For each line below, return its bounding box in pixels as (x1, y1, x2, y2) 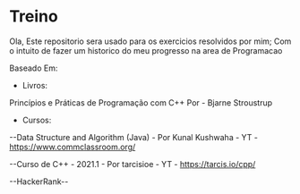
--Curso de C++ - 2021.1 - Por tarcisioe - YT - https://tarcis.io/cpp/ (9, 158, 256, 169)
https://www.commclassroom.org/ (9, 141, 136, 152)
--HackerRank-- (9, 176, 69, 187)
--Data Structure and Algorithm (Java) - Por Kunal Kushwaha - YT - (9, 131, 258, 142)
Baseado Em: (9, 63, 58, 73)
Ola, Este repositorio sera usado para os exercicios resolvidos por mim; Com (9, 36, 292, 46)
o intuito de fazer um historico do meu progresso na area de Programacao (9, 45, 283, 55)
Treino (9, 6, 58, 27)
